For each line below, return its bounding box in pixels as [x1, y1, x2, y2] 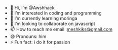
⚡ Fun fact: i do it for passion [10, 39, 70, 45]
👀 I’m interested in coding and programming [10, 10, 102, 16]
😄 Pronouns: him [10, 33, 47, 39]
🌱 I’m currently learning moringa [10, 15, 77, 21]
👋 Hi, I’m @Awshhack [10, 5, 55, 10]
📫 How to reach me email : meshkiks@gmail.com [10, 26, 113, 32]
